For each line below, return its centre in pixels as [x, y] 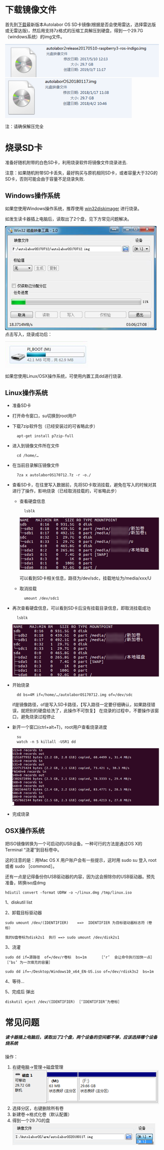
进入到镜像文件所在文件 [36, 446]
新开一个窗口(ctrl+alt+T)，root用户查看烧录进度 [60, 727]
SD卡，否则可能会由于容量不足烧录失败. [45, 179]
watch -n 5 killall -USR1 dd [46, 742]
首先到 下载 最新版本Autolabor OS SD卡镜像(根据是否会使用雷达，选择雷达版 [81, 24]
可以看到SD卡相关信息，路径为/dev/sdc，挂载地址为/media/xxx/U [85, 578]
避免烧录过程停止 [38, 716]
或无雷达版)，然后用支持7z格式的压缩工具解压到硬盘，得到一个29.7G [74, 30]
